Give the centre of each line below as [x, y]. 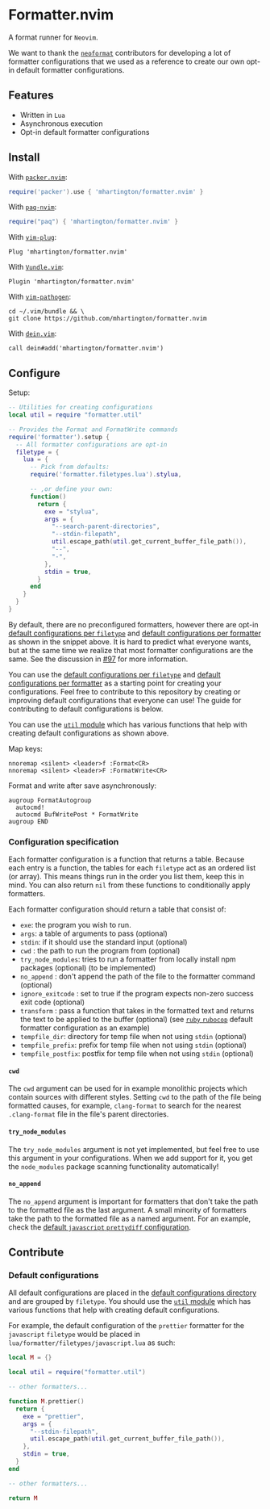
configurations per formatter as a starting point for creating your [115, 683]
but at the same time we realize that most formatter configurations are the [131, 650]
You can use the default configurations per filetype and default [114, 674]
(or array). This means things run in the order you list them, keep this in [126, 877]
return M [23, 1498]
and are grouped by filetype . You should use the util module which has [130, 1302]
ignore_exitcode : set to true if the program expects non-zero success [137, 994]
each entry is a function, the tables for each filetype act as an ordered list [132, 868]
